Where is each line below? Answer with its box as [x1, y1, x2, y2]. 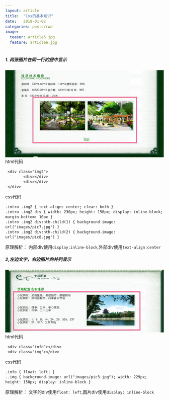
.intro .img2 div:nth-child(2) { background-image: [5, 229, 116, 234]
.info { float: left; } [5, 370, 55, 375]
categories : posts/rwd [5, 24, 53, 29]
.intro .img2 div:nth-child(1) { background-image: [5, 219, 116, 224]
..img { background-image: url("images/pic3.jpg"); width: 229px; [5, 375, 147, 380]
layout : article [5, 8, 39, 13]
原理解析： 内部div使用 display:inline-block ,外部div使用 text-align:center [5, 244, 161, 250]
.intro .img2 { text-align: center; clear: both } [5, 204, 114, 209]
